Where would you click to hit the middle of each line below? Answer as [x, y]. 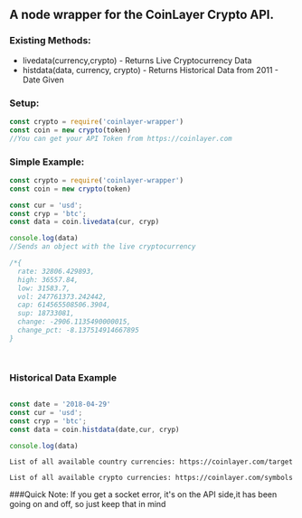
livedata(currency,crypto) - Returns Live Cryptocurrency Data [137, 60]
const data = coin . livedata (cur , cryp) [85, 222]
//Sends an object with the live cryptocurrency [103, 247]
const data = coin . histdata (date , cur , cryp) [94, 429]
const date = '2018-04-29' [60, 405]
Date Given [43, 80]
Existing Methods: [51, 41]
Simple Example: [47, 162]
